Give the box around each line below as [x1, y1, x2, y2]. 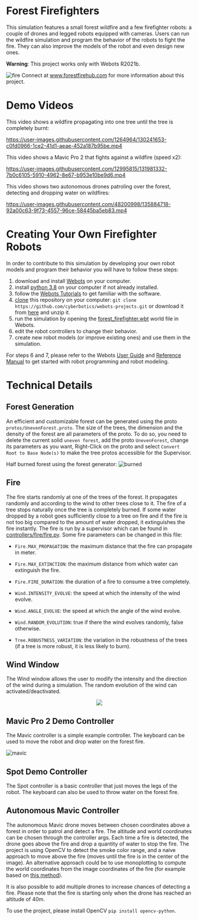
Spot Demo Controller [6, 766, 87, 776]
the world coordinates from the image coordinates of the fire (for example [6, 865, 186, 872]
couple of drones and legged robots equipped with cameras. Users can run [6, 30, 190, 37]
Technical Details [6, 379, 93, 392]
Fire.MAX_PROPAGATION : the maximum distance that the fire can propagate [14, 542, 193, 550]
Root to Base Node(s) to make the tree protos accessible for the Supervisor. [6, 449, 192, 456]
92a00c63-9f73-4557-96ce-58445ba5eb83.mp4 [6, 207, 128, 214]
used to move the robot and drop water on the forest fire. [6, 738, 145, 745]
